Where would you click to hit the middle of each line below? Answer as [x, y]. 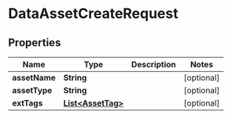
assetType [32, 90]
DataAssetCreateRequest [93, 14]
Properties [35, 43]
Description [154, 65]
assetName [34, 78]
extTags [28, 103]
